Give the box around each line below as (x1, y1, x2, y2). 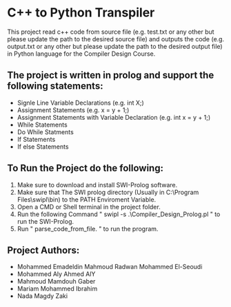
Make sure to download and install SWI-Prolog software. (17, 180, 178, 189)
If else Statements (17, 142, 69, 151)
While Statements (17, 120, 68, 129)
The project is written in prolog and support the (7, 70, 214, 81)
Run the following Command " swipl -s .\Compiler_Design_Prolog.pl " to (17, 210, 221, 218)
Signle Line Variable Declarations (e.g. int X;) (17, 98, 145, 107)
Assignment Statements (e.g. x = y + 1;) (17, 105, 130, 114)
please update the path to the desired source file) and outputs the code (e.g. (7, 34, 225, 43)
